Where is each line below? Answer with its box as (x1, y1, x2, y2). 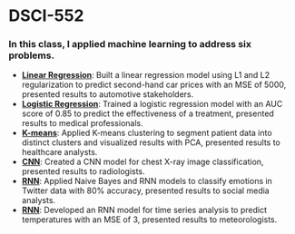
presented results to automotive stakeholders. (21, 89, 194, 100)
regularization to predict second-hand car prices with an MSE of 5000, (21, 79, 287, 91)
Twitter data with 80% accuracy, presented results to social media (21, 185, 270, 196)
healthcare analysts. (21, 147, 98, 158)
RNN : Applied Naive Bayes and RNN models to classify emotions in (21, 176, 273, 187)
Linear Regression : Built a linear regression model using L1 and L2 (21, 70, 270, 81)
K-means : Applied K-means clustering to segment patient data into (21, 128, 273, 139)
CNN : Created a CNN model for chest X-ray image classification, (21, 156, 264, 168)
